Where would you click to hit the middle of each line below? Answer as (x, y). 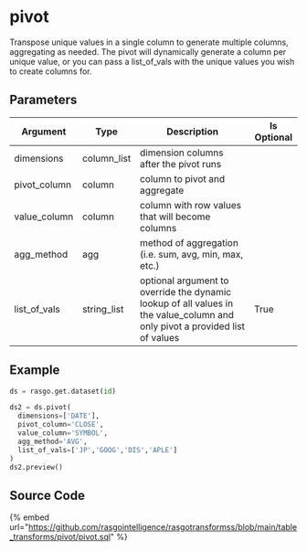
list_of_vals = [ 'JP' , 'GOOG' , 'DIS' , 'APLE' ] (98, 450)
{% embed (30, 517)
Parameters (43, 100)
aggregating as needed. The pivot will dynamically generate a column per (148, 51)
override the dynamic (185, 291)
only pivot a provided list (192, 326)
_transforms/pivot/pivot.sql (60, 537)
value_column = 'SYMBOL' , (63, 433)
